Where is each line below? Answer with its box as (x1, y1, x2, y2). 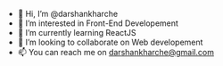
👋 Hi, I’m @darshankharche (17, 9, 119, 19)
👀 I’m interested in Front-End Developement (17, 18, 178, 29)
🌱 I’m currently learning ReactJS (17, 28, 136, 37)
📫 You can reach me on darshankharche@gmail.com (17, 47, 214, 57)
